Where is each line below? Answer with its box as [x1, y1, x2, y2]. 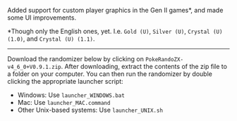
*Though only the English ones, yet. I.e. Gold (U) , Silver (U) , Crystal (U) [7, 27, 223, 35]
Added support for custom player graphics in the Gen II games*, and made [7, 6, 224, 14]
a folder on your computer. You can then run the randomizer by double [7, 70, 213, 78]
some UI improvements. [7, 13, 76, 22]
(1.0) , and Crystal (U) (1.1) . [7, 34, 95, 43]
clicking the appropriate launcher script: [7, 77, 123, 85]
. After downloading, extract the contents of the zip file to [61, 63, 228, 70]
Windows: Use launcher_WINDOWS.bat [17, 91, 125, 99]
